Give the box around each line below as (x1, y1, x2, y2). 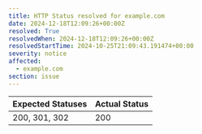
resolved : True (8, 27, 60, 35)
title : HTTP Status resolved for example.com (8, 11, 165, 20)
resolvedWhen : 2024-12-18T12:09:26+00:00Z (8, 34, 154, 43)
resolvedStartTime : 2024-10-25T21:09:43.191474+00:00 (8, 42, 195, 50)
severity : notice (8, 50, 67, 58)
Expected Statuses (12, 98, 88, 110)
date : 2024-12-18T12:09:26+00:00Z (8, 19, 126, 28)
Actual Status (94, 98, 148, 110)
